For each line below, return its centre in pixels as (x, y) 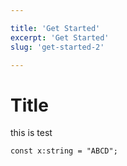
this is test (31, 133)
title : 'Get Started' (55, 28)
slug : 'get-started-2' (57, 47)
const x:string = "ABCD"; (64, 151)
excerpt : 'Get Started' (60, 37)
